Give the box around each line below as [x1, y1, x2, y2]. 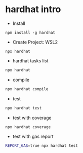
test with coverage [12, 114, 52, 121]
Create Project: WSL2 [12, 39, 58, 45]
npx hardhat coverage [5, 124, 51, 130]
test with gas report [12, 133, 54, 140]
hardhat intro [5, 4, 61, 15]
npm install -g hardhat [5, 30, 56, 35]
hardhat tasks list [12, 57, 49, 64]
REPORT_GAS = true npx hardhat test [5, 143, 78, 148]
